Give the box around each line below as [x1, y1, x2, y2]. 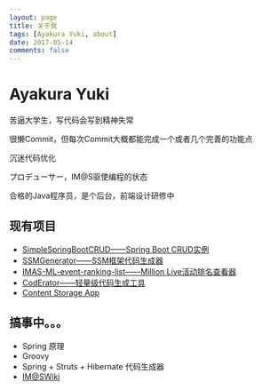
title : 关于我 [9, 21, 58, 30]
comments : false [9, 46, 69, 55]
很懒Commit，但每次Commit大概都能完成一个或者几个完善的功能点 [9, 134, 253, 145]
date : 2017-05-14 [9, 37, 74, 47]
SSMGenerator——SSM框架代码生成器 [21, 255, 164, 266]
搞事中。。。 [9, 315, 68, 330]
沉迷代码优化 [9, 153, 56, 163]
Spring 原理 [21, 340, 65, 351]
